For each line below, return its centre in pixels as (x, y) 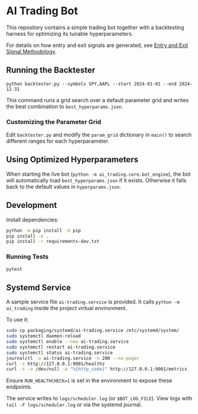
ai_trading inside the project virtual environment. (67, 308)
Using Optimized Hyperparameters (72, 159)
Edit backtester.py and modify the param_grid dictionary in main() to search (99, 135)
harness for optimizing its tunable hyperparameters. (70, 33)
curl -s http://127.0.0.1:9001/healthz (56, 364)
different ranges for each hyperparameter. (58, 141)
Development (32, 205)
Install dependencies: (32, 219)
